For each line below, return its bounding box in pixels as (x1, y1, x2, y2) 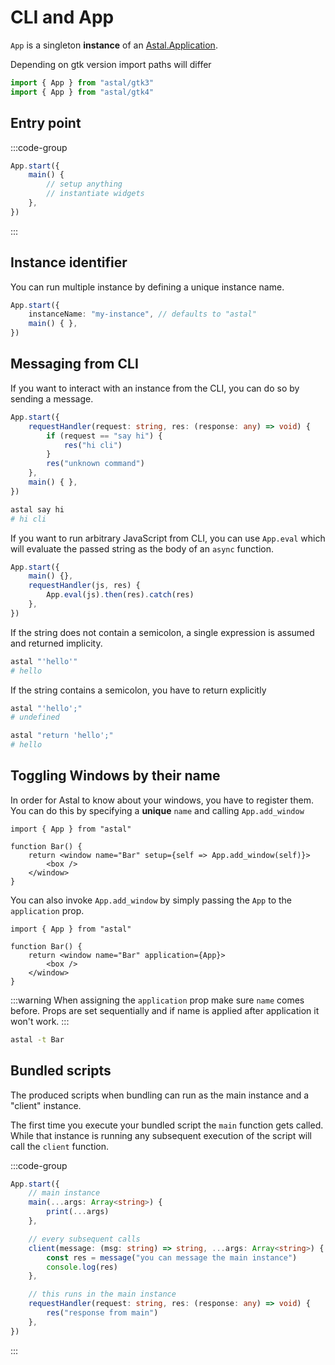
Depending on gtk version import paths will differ (10, 58, 212, 70)
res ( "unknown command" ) (46, 459, 145, 469)
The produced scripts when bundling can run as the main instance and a (10, 1089, 310, 1101)
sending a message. (10, 392, 94, 405)
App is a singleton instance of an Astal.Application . (10, 39, 218, 51)
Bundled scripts (10, 1062, 112, 1080)
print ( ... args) (46, 1207, 110, 1217)
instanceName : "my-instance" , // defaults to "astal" (28, 309, 257, 320)
